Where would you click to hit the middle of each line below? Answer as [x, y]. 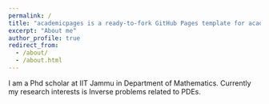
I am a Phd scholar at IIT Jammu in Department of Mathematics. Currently [130, 83]
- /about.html [39, 61]
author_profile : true [44, 38]
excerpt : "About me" [43, 30]
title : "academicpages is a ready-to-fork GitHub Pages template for [127, 23]
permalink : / [30, 16]
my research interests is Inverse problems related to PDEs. [105, 91]
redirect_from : [34, 46]
